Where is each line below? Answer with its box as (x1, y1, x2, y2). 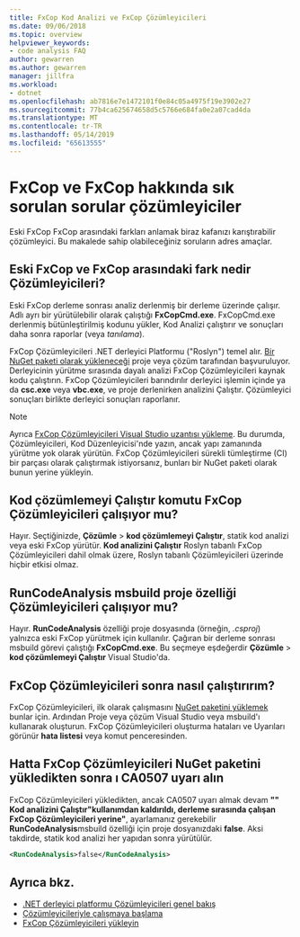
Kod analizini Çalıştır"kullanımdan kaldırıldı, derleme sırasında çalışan (9, 804, 277, 815)
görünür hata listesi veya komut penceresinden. (9, 730, 188, 741)
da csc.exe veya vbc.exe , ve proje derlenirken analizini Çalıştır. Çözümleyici (9, 384, 292, 395)
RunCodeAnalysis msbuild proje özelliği (9, 585, 236, 601)
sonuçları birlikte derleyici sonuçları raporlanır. (9, 393, 181, 405)
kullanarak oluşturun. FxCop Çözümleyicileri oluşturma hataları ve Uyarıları (9, 720, 286, 731)
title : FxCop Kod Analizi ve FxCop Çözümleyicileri (9, 13, 207, 22)
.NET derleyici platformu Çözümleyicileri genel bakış (22, 898, 216, 909)
